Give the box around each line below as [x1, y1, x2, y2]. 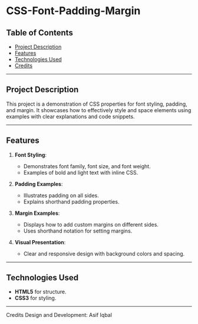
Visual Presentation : [14, 238, 66, 246]
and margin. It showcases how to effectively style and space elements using [6, 106, 192, 113]
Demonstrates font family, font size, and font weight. [23, 162, 151, 169]
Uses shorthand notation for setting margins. [23, 227, 133, 234]
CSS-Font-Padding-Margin [6, 4, 141, 18]
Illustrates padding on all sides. [23, 192, 99, 199]
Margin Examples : [14, 210, 60, 217]
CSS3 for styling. [14, 294, 57, 302]
